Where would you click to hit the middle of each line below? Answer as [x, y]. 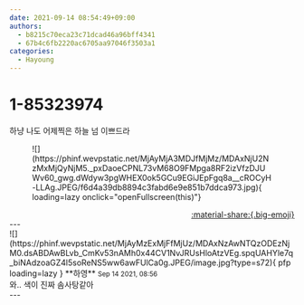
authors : [26, 26]
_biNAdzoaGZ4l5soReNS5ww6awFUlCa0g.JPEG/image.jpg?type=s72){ [143, 262]
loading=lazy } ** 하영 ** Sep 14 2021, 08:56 [84, 273]
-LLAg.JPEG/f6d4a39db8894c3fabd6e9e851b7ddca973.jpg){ [147, 187]
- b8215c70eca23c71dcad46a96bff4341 [86, 34]
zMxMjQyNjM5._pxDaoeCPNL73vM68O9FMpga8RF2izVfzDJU [149, 167]
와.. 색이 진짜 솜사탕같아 [52, 284]
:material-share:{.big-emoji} [243, 214]
